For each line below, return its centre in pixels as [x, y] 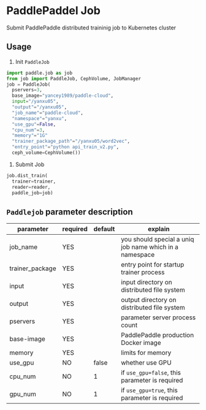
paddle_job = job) [32, 193]
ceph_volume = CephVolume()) [46, 153]
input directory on [147, 283]
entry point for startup [152, 265]
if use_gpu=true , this [149, 390]
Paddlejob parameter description [70, 212]
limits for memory [146, 353]
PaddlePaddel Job [54, 11]
